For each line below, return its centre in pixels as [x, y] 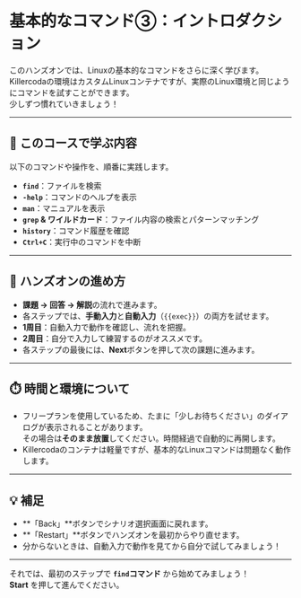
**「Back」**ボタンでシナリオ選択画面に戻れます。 [117, 523]
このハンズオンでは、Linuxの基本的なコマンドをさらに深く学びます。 [137, 70]
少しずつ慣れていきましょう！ [64, 103]
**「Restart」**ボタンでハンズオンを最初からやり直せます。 [133, 535]
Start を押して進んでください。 [67, 585]
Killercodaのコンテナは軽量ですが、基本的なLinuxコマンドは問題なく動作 [156, 450]
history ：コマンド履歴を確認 [76, 230]
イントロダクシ [227, 21]
